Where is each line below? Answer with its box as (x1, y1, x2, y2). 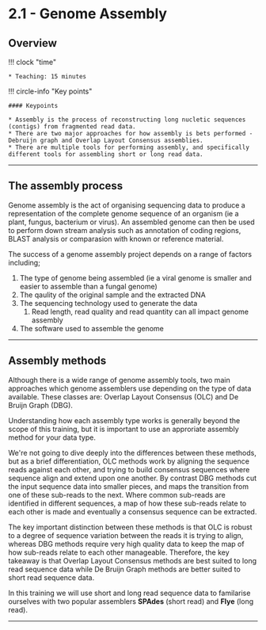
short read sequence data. (8, 572, 95, 582)
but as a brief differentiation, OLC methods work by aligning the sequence (8, 456, 249, 466)
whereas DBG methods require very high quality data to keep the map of (8, 539, 245, 548)
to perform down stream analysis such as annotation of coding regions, (8, 225, 241, 235)
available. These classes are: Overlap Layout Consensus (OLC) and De (8, 391, 239, 401)
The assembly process (8, 179, 123, 193)
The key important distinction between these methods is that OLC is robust (8, 522, 253, 532)
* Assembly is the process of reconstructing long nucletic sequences (8, 116, 246, 124)
